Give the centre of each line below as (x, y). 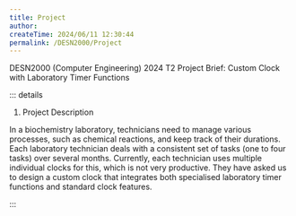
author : (24, 26)
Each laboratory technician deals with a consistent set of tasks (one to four (148, 149)
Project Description (58, 112)
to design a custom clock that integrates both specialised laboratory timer (146, 177)
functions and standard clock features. (81, 187)
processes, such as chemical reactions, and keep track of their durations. (145, 139)
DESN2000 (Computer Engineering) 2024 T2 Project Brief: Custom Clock (145, 68)
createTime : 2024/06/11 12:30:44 (72, 34)
